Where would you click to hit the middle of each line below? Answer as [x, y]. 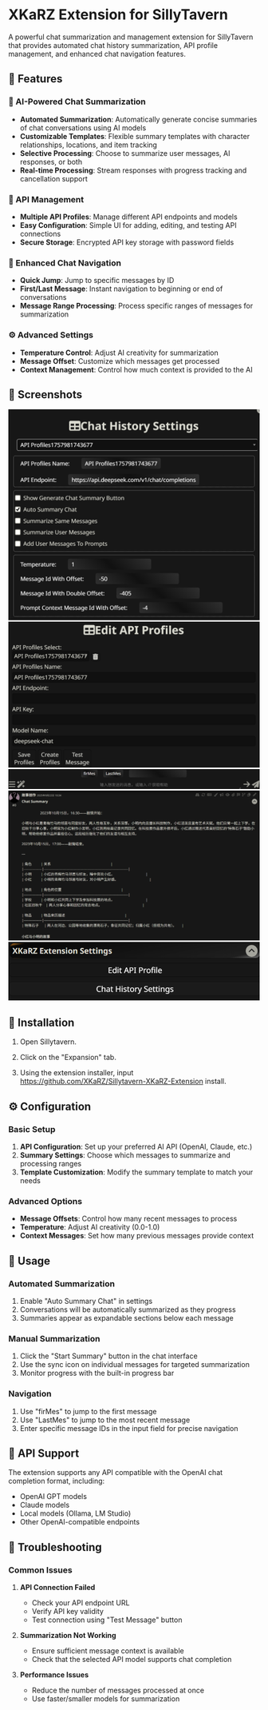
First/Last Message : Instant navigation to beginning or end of [121, 289]
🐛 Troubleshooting [55, 1547]
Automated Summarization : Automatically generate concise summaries [138, 119]
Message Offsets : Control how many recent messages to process [128, 1219]
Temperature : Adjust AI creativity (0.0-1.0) [90, 1227]
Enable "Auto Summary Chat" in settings [86, 1301]
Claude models [45, 1505]
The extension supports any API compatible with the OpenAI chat [116, 1473]
